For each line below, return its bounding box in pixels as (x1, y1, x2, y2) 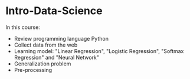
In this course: (5, 24, 41, 31)
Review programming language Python (14, 35, 109, 42)
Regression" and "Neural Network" (14, 54, 100, 61)
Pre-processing (14, 66, 53, 73)
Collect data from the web (14, 41, 78, 48)
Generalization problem (14, 60, 71, 67)
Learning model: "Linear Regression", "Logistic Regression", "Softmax (14, 47, 184, 54)
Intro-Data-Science (5, 4, 103, 18)
